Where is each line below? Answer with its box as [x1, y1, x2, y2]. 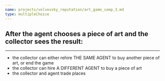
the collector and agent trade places [12, 70, 86, 76]
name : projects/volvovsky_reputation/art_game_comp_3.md [5, 7, 124, 12]
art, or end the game [12, 60, 54, 66]
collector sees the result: [5, 37, 83, 45]
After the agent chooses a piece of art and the [5, 30, 149, 38]
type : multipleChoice [5, 12, 50, 17]
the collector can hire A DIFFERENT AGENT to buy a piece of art [12, 65, 142, 71]
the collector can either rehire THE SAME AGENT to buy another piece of [12, 55, 160, 61]
